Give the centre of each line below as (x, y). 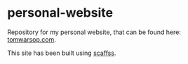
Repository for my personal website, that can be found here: (94, 32)
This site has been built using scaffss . (62, 53)
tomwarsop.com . (32, 39)
